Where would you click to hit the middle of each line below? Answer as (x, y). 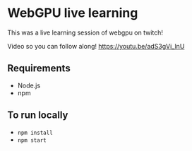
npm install (35, 133)
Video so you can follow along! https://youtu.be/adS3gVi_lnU (96, 46)
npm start (32, 140)
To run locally (38, 115)
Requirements (39, 68)
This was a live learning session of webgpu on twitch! (85, 32)
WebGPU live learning (73, 13)
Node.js (29, 85)
